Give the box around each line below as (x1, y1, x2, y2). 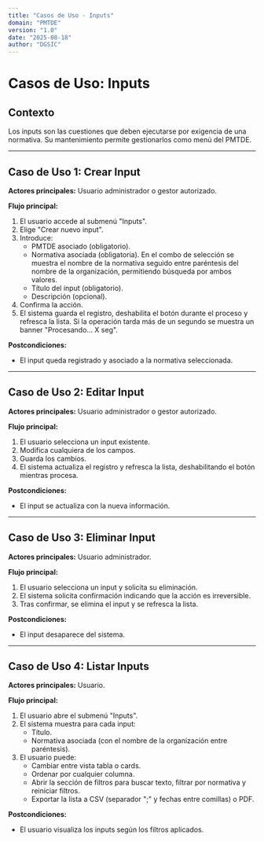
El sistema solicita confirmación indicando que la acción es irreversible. (19, 590, 251, 600)
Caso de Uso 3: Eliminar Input (8, 531, 156, 545)
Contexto (8, 105, 55, 119)
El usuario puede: (19, 752, 77, 763)
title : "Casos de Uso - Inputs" (8, 11, 114, 20)
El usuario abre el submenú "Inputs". (19, 711, 138, 720)
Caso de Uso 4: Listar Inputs (8, 660, 149, 673)
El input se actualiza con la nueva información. (19, 501, 170, 510)
